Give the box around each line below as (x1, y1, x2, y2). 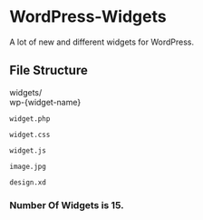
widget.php (9, 114, 51, 124)
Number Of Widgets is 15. (9, 198, 124, 211)
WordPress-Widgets (9, 6, 167, 27)
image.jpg (9, 162, 47, 171)
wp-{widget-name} (9, 96, 82, 107)
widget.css (9, 130, 51, 139)
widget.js (9, 145, 47, 155)
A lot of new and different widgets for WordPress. (9, 36, 195, 47)
